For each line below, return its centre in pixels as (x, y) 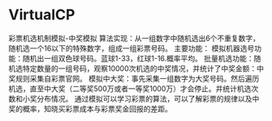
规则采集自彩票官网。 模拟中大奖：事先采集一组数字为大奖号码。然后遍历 (137, 78)
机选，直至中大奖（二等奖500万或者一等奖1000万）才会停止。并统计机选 (130, 88)
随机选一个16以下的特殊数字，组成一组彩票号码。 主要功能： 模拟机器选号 (132, 48)
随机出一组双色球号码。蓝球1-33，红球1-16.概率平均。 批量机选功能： (138, 58)
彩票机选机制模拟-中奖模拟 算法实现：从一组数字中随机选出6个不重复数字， (134, 38)
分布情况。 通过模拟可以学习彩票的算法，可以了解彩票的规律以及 (144, 98)
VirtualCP (42, 15)
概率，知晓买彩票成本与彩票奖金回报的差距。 (97, 108)
